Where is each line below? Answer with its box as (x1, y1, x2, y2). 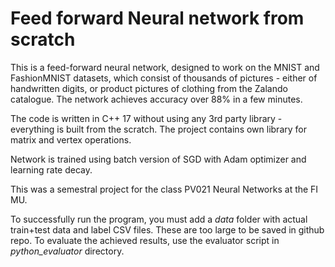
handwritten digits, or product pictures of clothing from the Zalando (10, 82, 288, 94)
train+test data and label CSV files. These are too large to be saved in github (10, 223, 325, 236)
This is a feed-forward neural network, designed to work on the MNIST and (10, 61, 320, 73)
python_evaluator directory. (10, 245, 125, 257)
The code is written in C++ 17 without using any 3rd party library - (10, 112, 283, 124)
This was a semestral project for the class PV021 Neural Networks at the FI (10, 183, 319, 195)
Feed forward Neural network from (10, 7, 305, 30)
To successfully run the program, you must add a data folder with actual (10, 213, 308, 225)
